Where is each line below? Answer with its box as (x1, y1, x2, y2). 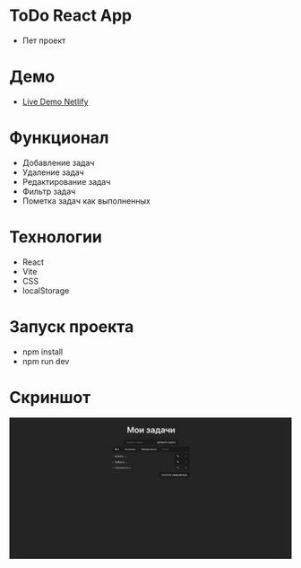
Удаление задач (21, 167, 85, 178)
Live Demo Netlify (21, 96, 89, 107)
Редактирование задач (21, 176, 111, 187)
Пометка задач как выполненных (21, 195, 150, 206)
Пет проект (21, 35, 66, 46)
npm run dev (21, 355, 70, 366)
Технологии (9, 227, 103, 247)
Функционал (9, 127, 109, 148)
